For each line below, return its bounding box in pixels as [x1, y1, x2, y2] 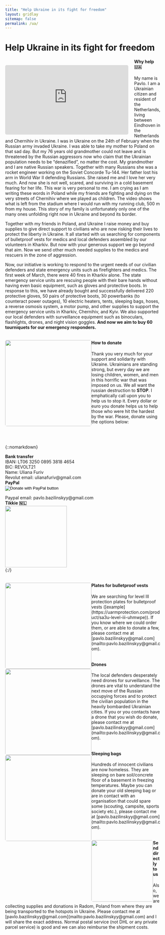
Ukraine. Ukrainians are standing [91, 361, 158, 367]
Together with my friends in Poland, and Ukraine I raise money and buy [5, 220, 149, 226]
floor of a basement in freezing [91, 777, 154, 783]
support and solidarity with [91, 356, 146, 362]
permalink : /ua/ [5, 21, 38, 26]
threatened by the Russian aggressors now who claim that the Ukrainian [5, 154, 151, 159]
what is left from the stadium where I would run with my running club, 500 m [5, 200, 160, 207]
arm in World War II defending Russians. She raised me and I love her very [5, 174, 156, 180]
